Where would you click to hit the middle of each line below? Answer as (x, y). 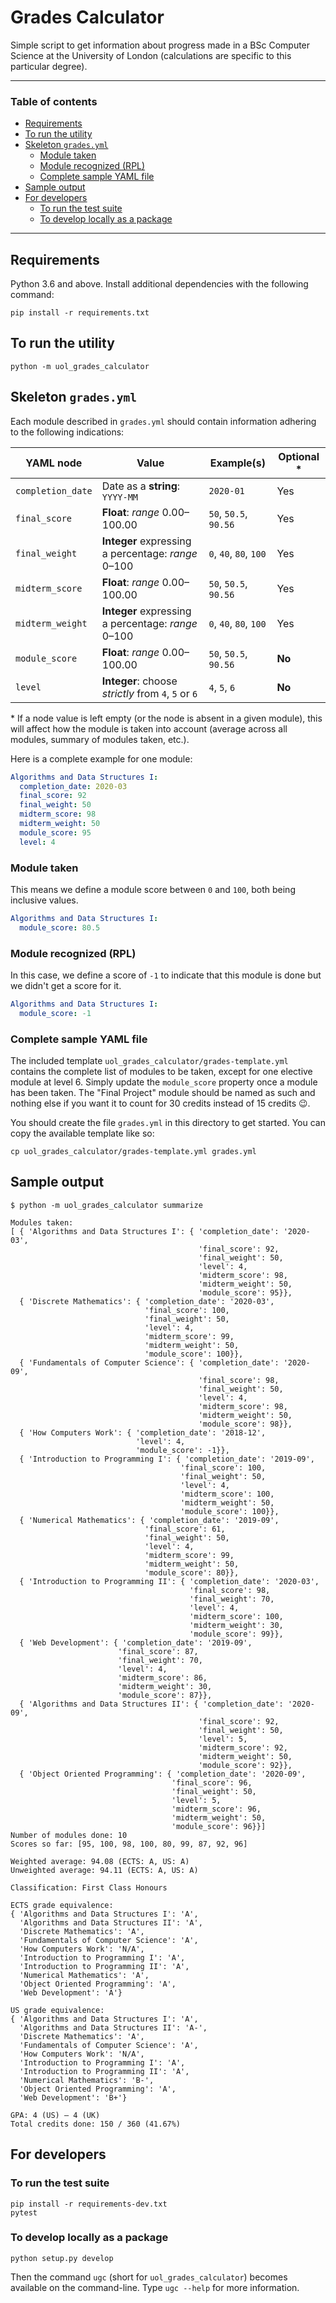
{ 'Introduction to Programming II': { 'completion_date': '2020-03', (169, 1581)
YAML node (54, 463)
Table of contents (54, 101)
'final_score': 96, (212, 1782)
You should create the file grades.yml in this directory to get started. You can (168, 1123)
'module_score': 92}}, (245, 1765)
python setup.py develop (62, 2258)
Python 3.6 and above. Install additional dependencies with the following (159, 284)
